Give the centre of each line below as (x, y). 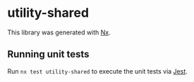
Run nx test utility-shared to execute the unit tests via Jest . (98, 71)
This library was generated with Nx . (59, 32)
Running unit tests (48, 54)
